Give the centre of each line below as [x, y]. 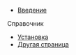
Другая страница [43, 44]
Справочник [25, 23]
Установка [33, 37]
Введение [32, 10]
